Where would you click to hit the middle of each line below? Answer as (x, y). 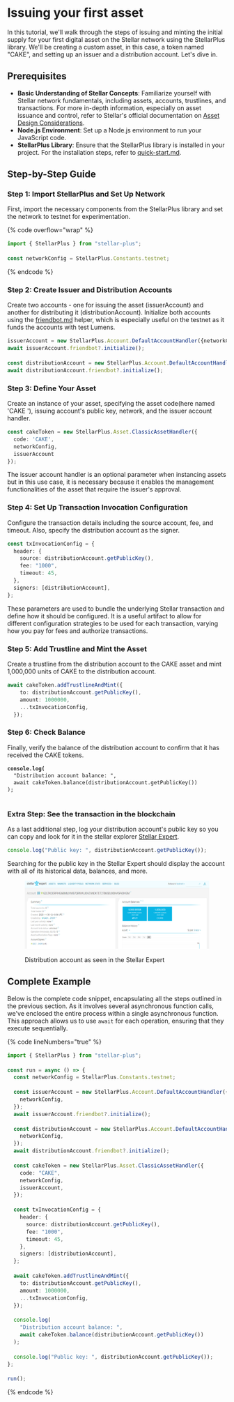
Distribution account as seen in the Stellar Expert (95, 959)
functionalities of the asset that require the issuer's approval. (94, 489)
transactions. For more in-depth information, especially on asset (109, 108)
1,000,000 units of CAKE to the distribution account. (82, 671)
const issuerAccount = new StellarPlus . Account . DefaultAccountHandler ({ (121, 1092)
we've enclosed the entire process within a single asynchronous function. (113, 1013)
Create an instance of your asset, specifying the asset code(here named (111, 404)
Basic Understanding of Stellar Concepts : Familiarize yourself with (114, 93)
